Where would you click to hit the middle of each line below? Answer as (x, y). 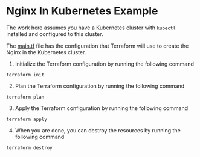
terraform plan (25, 97)
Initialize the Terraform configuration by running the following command (105, 64)
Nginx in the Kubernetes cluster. (46, 52)
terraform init (25, 75)
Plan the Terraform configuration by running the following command (100, 86)
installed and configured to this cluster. (55, 34)
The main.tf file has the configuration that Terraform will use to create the (98, 46)
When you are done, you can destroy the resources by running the (98, 130)
